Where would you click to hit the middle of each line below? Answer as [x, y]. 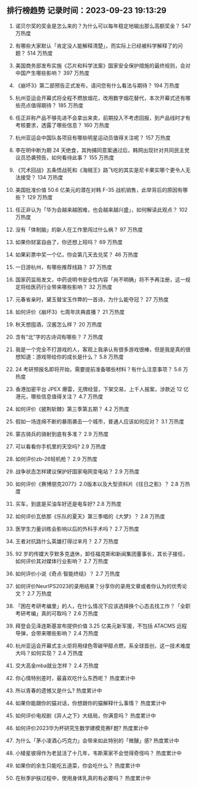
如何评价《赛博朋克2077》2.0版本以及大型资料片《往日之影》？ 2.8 [97, 483]
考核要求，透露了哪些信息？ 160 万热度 [62, 125]
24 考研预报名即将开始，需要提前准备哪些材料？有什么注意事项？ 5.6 [98, 369]
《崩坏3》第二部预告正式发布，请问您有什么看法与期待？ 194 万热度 [97, 85]
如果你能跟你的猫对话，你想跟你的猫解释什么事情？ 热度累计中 [91, 703]
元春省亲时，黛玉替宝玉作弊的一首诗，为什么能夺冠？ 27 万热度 [92, 299]
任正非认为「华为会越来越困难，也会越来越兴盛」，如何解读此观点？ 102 [101, 209]
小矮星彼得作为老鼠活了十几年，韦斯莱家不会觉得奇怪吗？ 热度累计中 [98, 753]
